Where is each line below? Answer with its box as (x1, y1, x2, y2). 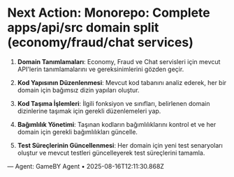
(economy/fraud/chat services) (7, 35, 193, 50)
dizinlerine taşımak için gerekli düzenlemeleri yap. (17, 107, 161, 115)
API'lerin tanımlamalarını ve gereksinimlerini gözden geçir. (17, 65, 184, 73)
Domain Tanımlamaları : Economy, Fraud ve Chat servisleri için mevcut (17, 57, 221, 66)
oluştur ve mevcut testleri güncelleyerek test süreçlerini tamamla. (17, 148, 205, 157)
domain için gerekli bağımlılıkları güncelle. (17, 128, 138, 136)
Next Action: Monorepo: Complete (7, 5, 211, 21)
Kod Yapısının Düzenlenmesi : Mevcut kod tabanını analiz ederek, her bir (17, 78, 227, 86)
